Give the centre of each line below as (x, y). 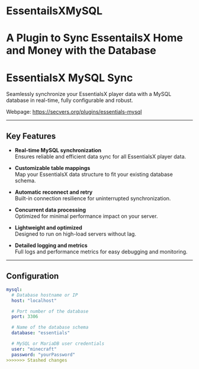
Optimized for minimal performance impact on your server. (86, 216)
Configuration (33, 276)
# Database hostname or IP (45, 295)
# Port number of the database (50, 311)
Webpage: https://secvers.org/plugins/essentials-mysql (74, 112)
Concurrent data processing (50, 210)
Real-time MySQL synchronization (58, 150)
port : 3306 (25, 317)
